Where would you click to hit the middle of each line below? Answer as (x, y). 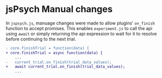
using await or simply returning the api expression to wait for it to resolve (82, 33)
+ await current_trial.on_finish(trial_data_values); (65, 67)
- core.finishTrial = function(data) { (48, 48)
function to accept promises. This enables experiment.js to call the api (79, 28)
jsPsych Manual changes (59, 9)
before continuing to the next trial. (41, 39)
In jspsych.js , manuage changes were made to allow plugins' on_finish (80, 23)
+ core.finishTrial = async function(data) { (54, 53)
